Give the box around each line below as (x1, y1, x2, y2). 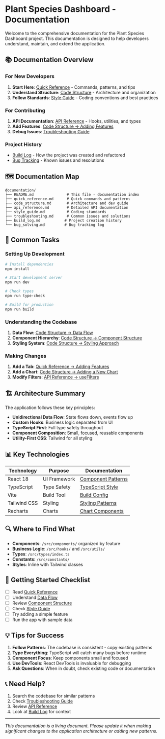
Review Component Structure (12, 600, 72, 606)
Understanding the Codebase (5, 318, 77, 325)
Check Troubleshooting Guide (12, 698, 73, 704)
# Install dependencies (5, 261, 54, 267)
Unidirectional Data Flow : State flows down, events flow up (12, 414, 134, 420)
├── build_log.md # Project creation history (5, 218, 122, 223)
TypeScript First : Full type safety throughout (12, 425, 103, 431)
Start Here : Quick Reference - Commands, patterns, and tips (12, 84, 136, 90)
